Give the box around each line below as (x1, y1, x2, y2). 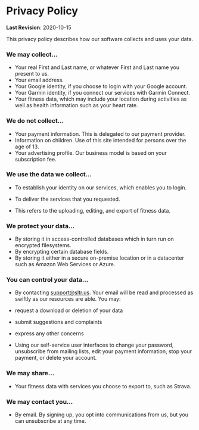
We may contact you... (6, 397, 73, 406)
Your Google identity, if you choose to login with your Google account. (14, 83, 188, 90)
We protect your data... (6, 222, 75, 230)
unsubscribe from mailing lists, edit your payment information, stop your (14, 348, 192, 355)
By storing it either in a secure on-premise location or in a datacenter (14, 254, 185, 261)
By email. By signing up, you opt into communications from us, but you (14, 411, 189, 418)
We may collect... (6, 50, 58, 58)
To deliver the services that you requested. (14, 195, 120, 202)
